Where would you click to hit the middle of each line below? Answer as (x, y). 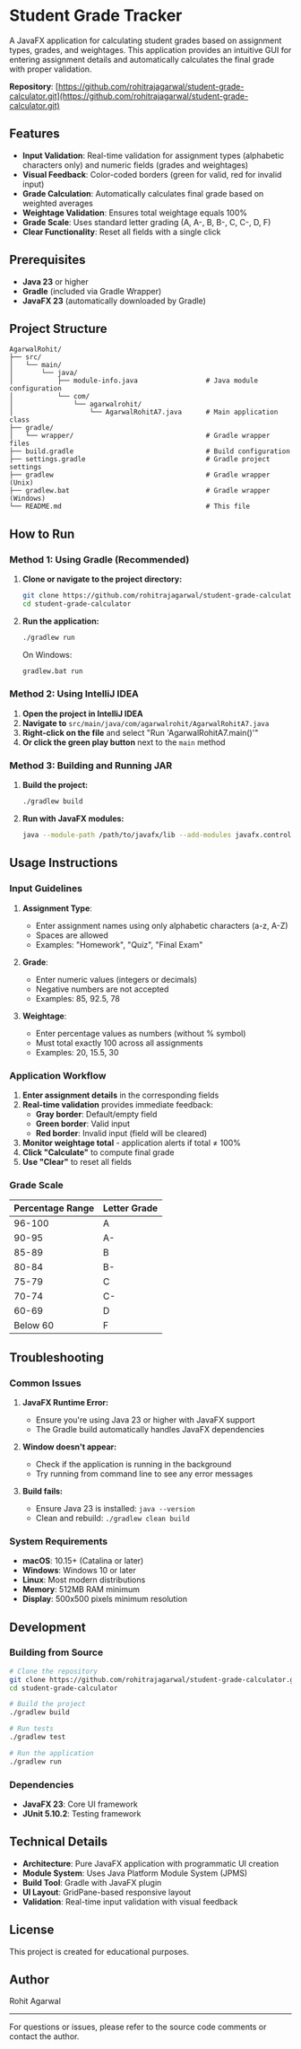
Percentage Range (54, 1208)
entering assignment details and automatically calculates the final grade (142, 59)
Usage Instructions (64, 863)
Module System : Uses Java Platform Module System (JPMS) (135, 1873)
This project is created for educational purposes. (99, 1951)
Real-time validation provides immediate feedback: (117, 1104)
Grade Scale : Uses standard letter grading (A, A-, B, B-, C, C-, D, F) (146, 222)
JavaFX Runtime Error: (65, 1402)
